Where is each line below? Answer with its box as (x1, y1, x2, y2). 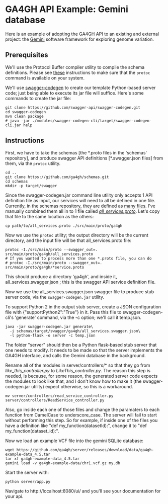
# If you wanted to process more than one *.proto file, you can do (5, 256, 152, 261)
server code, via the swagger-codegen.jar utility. (5, 294, 105, 300)
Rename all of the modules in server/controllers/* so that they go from (5, 362, 150, 368)
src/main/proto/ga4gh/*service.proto (5, 265, 85, 270)
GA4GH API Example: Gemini (5, 4, 128, 15)
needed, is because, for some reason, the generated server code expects (5, 373, 158, 379)
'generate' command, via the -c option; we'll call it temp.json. (15, 314, 142, 320)
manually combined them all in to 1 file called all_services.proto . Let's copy (5, 208, 160, 214)
